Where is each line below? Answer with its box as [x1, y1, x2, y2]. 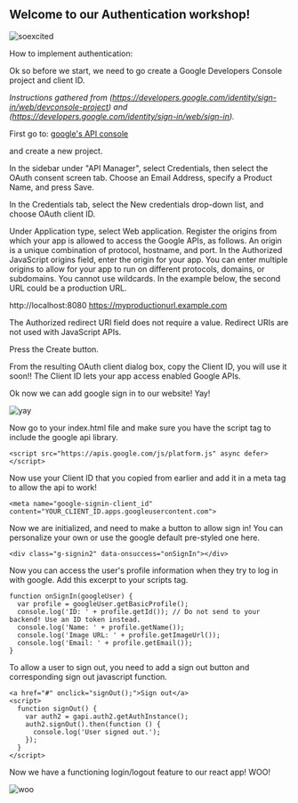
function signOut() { [17, 704, 98, 713]
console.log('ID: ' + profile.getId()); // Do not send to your [17, 607, 261, 616]
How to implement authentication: [9, 48, 133, 59]
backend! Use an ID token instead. [9, 615, 141, 624]
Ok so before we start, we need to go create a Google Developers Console [9, 65, 283, 76]
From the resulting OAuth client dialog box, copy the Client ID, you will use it [9, 361, 287, 372]
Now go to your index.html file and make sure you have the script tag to [9, 422, 271, 433]
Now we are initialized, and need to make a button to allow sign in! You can [9, 522, 284, 533]
